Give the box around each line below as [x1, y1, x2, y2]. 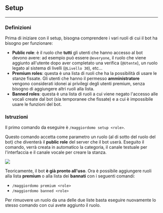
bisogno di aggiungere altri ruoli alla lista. [12, 86, 95, 92]
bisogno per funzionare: [5, 40, 53, 46]
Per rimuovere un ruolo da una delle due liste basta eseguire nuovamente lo [5, 197, 156, 203]
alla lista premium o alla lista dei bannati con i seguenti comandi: [5, 173, 135, 179]
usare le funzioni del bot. [12, 102, 62, 107]
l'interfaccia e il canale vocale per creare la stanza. [5, 149, 107, 155]
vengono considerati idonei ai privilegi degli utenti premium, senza [12, 81, 145, 87]
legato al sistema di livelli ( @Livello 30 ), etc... [12, 65, 103, 71]
